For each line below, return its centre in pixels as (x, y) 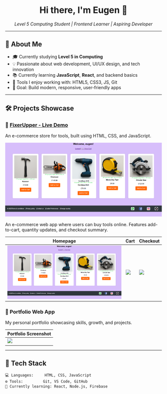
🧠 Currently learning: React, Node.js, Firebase (56, 387)
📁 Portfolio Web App (30, 312)
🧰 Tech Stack (26, 363)
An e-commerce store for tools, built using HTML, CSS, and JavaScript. (78, 136)
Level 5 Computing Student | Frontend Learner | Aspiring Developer (83, 24)
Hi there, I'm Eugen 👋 (83, 10)
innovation (23, 69)
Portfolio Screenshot (29, 334)
